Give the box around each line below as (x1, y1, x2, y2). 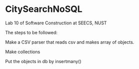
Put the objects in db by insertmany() (5, 58, 81, 64)
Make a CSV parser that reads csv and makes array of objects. (5, 39, 134, 45)
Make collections (5, 49, 40, 55)
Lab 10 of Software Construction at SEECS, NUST (5, 20, 107, 26)
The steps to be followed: (5, 29, 57, 35)
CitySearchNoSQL (5, 3, 82, 15)
